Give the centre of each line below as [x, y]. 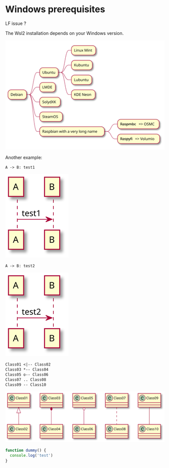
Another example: [24, 158]
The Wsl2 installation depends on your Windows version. [65, 33]
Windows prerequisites [55, 9]
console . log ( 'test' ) [31, 456]
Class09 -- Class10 [26, 385]
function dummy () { [26, 450]
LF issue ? [16, 23]
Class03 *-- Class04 [27, 370]
